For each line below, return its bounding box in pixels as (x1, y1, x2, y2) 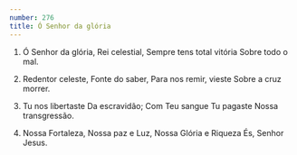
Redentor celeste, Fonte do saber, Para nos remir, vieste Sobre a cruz (22, 73, 283, 84)
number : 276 (9, 13, 54, 23)
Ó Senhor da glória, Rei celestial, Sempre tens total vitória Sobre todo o (22, 46, 288, 57)
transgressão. (22, 110, 75, 121)
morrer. (22, 83, 51, 94)
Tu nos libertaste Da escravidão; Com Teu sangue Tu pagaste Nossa (22, 100, 279, 111)
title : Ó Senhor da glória (9, 22, 111, 31)
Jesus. (22, 137, 48, 148)
